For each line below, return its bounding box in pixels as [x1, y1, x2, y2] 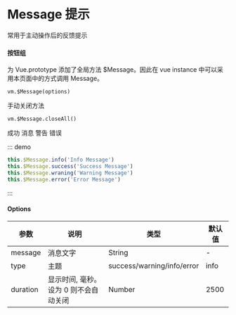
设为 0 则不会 [48, 285, 92, 295]
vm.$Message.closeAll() [7, 115, 77, 123]
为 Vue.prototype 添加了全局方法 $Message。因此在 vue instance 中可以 [7, 65, 218, 74]
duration [11, 284, 39, 294]
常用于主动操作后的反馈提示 [7, 31, 88, 39]
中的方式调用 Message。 [31, 75, 104, 83]
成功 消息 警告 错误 [7, 129, 62, 137]
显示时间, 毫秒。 [48, 274, 101, 284]
